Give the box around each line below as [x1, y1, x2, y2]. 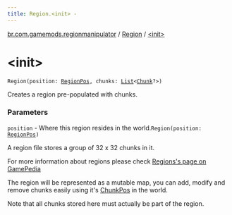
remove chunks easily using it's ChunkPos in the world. [7, 185, 168, 194]
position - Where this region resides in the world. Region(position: [7, 123, 202, 132]
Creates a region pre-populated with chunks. [7, 90, 138, 99]
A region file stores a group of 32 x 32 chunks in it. [7, 143, 155, 152]
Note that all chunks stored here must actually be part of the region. [7, 199, 204, 208]
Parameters [7, 107, 48, 117]
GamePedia [7, 164, 41, 173]
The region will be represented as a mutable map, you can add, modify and [7, 178, 226, 187]
